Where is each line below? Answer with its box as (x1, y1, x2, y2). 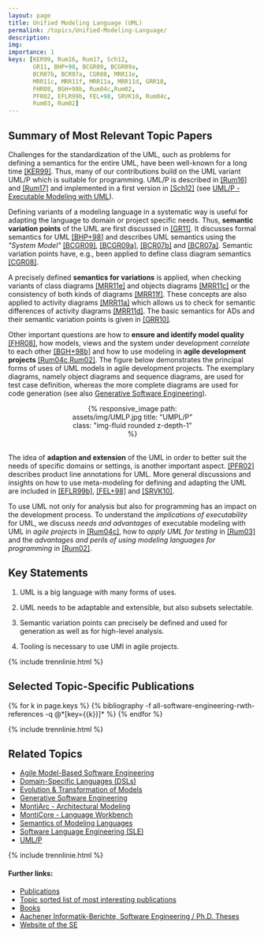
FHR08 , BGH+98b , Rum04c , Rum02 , (32, 84, 136, 93)
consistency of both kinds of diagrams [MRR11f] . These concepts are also (8, 289, 247, 298)
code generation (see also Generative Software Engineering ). (8, 388, 207, 398)
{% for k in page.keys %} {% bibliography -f (8, 700, 151, 710)
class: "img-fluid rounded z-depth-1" (72, 420, 193, 430)
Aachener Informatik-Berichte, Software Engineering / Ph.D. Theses (19, 911, 240, 920)
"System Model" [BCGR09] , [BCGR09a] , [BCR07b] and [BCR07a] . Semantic (8, 240, 254, 249)
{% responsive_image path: (87, 403, 177, 413)
